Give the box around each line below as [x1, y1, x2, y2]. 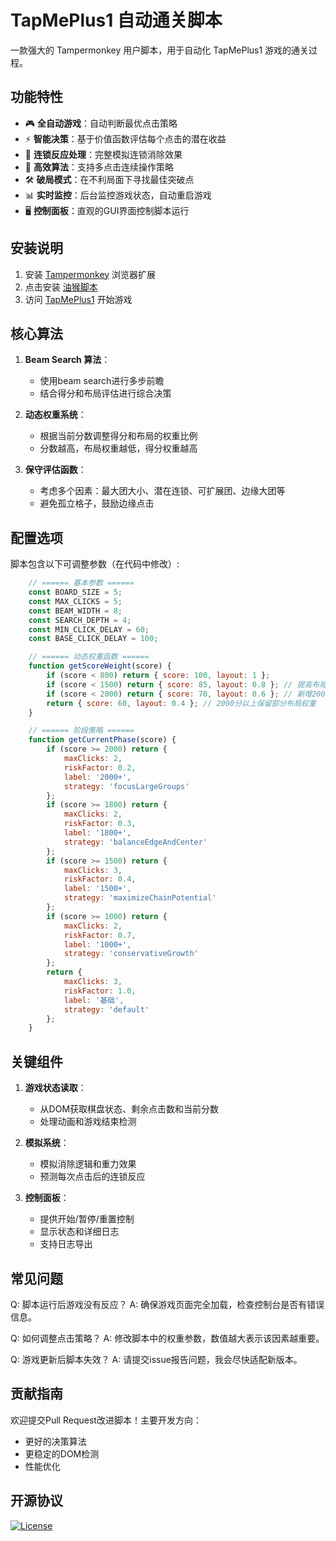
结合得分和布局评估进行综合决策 [39, 387, 172, 400]
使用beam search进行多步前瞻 [39, 375, 165, 387]
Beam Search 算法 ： [24, 354, 111, 366]
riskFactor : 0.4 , [63, 874, 137, 885]
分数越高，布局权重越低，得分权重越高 [39, 442, 198, 455]
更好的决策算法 [24, 1435, 87, 1447]
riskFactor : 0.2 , [63, 762, 137, 773]
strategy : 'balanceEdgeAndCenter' [63, 837, 208, 847]
